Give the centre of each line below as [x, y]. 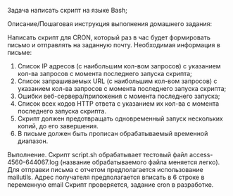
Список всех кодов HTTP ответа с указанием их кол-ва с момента [118, 104]
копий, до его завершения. [58, 126]
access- [201, 155]
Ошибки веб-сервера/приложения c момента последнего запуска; [119, 96]
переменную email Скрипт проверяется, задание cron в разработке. [111, 185]
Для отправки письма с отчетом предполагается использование [106, 170]
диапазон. [33, 141]
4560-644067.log [33, 162]
